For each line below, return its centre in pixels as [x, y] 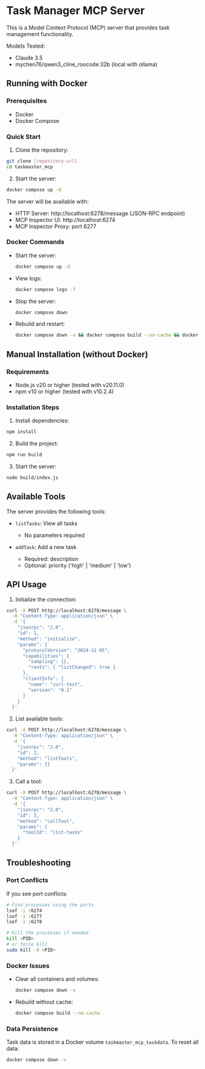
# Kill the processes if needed [47, 933]
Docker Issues [28, 966]
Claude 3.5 [29, 57]
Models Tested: [26, 46]
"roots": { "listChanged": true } [72, 667]
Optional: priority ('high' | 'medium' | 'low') [77, 565]
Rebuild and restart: [40, 324]
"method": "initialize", [49, 639]
